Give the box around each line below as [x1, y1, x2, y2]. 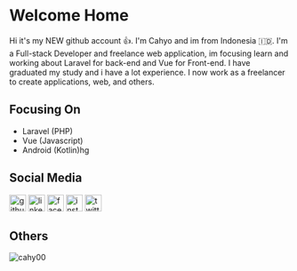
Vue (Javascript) [21, 135, 84, 146]
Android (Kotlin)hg [21, 144, 90, 155]
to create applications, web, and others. [9, 76, 155, 87]
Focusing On [9, 102, 82, 117]
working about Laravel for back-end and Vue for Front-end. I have [9, 57, 251, 68]
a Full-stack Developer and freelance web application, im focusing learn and [9, 48, 289, 59]
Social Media [9, 171, 83, 186]
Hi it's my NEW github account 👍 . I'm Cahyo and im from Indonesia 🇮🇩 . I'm [9, 35, 288, 45]
